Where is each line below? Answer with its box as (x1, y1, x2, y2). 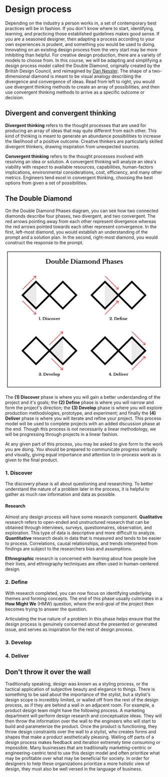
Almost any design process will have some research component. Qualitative (5, 514, 162, 520)
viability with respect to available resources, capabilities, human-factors (5, 164, 153, 170)
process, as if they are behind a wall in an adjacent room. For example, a (5, 702, 154, 708)
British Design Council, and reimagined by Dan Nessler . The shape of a (5, 68, 151, 74)
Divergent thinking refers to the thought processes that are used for (5, 122, 146, 128)
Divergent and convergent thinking (5, 109, 116, 118)
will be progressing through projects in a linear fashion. (5, 431, 119, 437)
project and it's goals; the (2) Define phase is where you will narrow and (5, 399, 154, 405)
